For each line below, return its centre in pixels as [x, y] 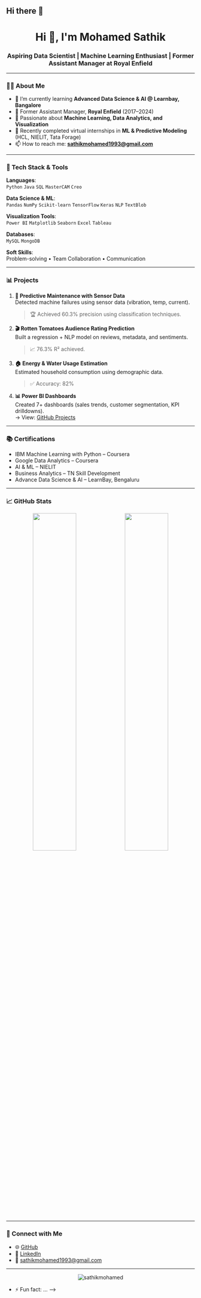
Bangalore [28, 105]
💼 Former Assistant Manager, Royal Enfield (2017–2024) [84, 112]
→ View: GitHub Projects [45, 417]
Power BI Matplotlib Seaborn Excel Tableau [59, 223]
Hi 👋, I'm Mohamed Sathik [100, 37]
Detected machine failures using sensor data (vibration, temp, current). [102, 302]
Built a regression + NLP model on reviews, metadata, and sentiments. [101, 337]
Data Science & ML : [31, 198]
